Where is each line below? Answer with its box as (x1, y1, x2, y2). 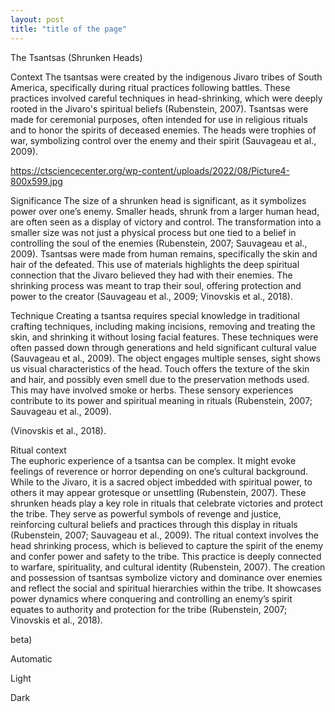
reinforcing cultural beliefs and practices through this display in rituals (10, 518, 298, 530)
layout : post (10, 14, 65, 25)
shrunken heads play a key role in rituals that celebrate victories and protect (10, 497, 324, 509)
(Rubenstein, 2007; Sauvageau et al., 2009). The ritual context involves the (10, 529, 319, 541)
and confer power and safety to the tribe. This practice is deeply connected (10, 550, 322, 562)
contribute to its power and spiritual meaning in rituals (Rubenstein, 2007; (10, 394, 313, 406)
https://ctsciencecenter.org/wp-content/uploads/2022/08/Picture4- (10, 164, 291, 176)
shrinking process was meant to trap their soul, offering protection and (10, 279, 302, 291)
